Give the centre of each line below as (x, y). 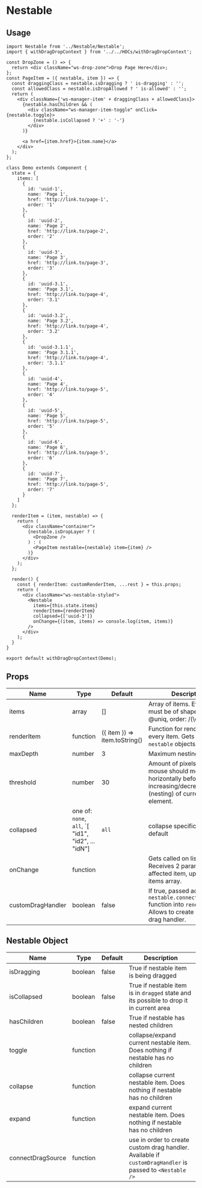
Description (161, 958)
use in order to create (159, 1140)
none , (79, 819)
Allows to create (171, 912)
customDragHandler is (158, 1162)
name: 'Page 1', (48, 194)
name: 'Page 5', (48, 416)
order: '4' (41, 395)
